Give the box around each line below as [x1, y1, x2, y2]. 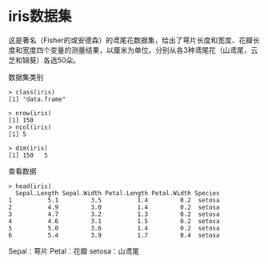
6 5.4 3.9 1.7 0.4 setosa [8, 231, 220, 239]
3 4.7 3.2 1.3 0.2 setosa [8, 210, 220, 218]
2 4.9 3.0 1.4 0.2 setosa [8, 203, 220, 211]
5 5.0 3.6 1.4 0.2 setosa [8, 224, 220, 232]
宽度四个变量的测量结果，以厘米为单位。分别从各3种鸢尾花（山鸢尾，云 [22, 45, 258, 54]
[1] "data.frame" [8, 95, 66, 103]
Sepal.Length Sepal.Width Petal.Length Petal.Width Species [15, 189, 220, 197]
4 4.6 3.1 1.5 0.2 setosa [8, 217, 220, 225]
